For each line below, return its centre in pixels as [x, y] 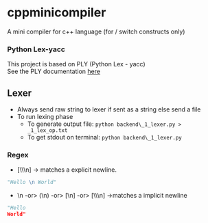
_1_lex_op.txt [47, 131]
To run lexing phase [45, 117]
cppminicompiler [57, 13]
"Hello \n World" [32, 183]
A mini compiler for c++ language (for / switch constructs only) [96, 31]
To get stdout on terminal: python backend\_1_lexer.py [104, 137]
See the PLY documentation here [54, 71]
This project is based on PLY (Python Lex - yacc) [76, 64]
